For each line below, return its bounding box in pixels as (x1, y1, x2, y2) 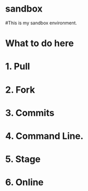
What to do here (5, 37, 74, 49)
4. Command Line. (5, 130, 83, 142)
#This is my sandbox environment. (5, 20, 77, 26)
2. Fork (5, 84, 35, 95)
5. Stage (5, 154, 41, 165)
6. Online (5, 177, 44, 188)
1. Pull (5, 61, 30, 72)
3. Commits (5, 107, 55, 119)
